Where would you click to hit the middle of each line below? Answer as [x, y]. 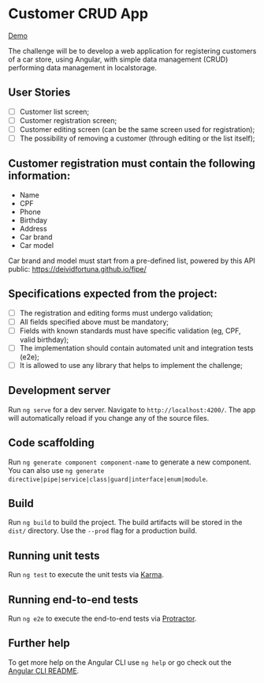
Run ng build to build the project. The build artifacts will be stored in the [125, 523]
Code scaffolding [51, 443]
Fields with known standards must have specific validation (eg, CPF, [130, 330]
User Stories [39, 93]
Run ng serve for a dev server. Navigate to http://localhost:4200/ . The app [132, 409]
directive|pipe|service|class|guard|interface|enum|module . [108, 478]
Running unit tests [54, 555]
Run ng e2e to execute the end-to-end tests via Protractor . [102, 618]
